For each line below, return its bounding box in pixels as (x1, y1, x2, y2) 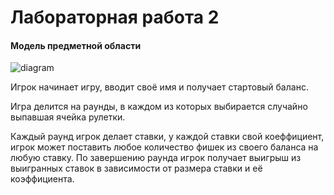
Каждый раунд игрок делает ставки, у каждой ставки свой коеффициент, (10, 131, 325, 143)
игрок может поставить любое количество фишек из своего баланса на (10, 141, 319, 153)
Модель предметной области (10, 39, 142, 51)
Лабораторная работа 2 (10, 6, 220, 29)
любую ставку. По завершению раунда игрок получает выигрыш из (10, 152, 302, 164)
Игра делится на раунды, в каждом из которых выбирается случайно (10, 101, 308, 113)
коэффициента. (10, 173, 75, 185)
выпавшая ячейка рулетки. (10, 111, 126, 123)
